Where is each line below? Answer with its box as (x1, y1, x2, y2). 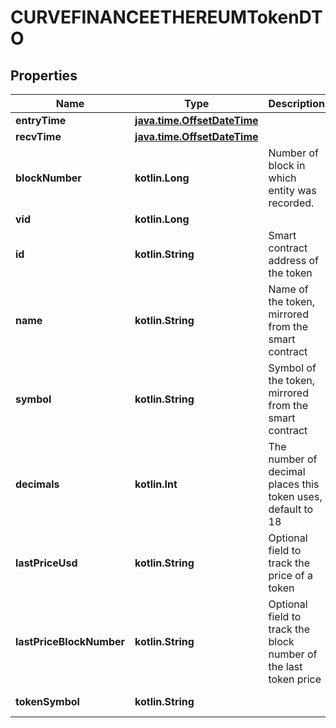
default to (268, 502, 314, 516)
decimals (15, 477, 60, 491)
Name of (268, 282, 309, 296)
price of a (268, 569, 313, 582)
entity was (268, 184, 317, 197)
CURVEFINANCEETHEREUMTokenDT (10, 6, 323, 29)
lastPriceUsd (15, 556, 78, 570)
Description (268, 97, 325, 110)
